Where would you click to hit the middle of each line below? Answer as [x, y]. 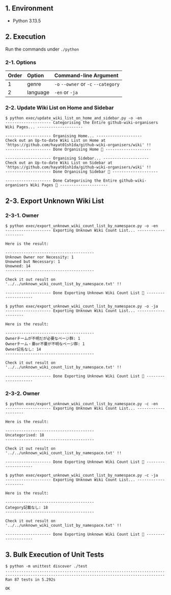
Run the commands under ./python [42, 49]
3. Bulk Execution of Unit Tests [55, 554]
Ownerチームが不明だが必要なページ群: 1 [43, 338]
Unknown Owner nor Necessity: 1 [39, 257]
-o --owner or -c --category [87, 84]
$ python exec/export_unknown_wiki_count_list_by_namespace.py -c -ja [82, 476]
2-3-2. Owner [22, 393]
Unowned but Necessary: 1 [33, 262]
